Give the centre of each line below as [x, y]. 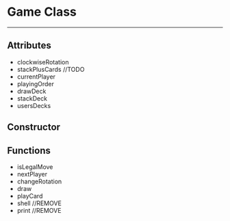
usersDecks [34, 105]
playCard [30, 196]
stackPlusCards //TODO [51, 69]
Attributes [29, 45]
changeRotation [39, 181]
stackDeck [32, 98]
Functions [29, 150]
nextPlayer [32, 174]
